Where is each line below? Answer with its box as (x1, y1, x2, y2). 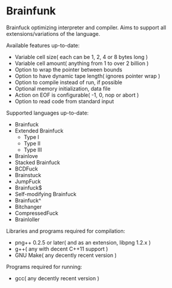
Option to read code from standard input (14, 97, 114, 105)
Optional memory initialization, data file (14, 85, 111, 92)
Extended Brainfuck (14, 127, 64, 134)
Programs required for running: (6, 263, 82, 270)
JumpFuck (14, 178, 41, 185)
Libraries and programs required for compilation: (6, 227, 126, 234)
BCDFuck (14, 165, 39, 172)
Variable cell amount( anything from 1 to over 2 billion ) (14, 60, 149, 67)
